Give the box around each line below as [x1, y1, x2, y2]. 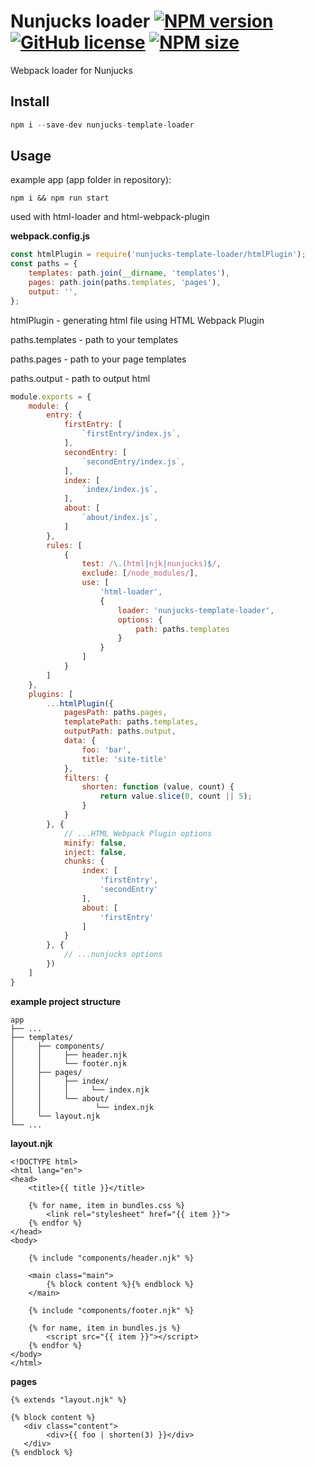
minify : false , [63, 838, 128, 848]
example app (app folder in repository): [10, 174, 172, 186]
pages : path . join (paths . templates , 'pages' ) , [28, 278, 222, 288]
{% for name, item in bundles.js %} [28, 1323, 182, 1333]
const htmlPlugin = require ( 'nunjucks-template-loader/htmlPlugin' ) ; [10, 250, 307, 260]
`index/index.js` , [81, 485, 159, 495]
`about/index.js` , [81, 513, 159, 523]
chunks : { [63, 856, 105, 867]
